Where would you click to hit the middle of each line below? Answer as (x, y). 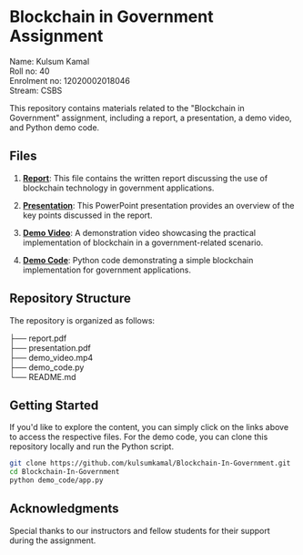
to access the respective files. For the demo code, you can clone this (139, 437)
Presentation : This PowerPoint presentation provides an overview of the (158, 205)
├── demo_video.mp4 (51, 357)
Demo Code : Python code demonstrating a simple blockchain (138, 260)
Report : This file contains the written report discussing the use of (145, 178)
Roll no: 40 (30, 71)
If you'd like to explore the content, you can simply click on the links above (149, 427)
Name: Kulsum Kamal (50, 61)
